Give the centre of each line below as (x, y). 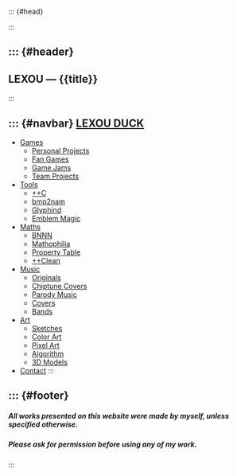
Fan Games (50, 159)
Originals (46, 278)
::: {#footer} (39, 396)
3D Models (49, 362)
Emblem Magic (56, 219)
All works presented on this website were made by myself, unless (118, 416)
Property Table (56, 252)
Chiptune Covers (59, 287)
